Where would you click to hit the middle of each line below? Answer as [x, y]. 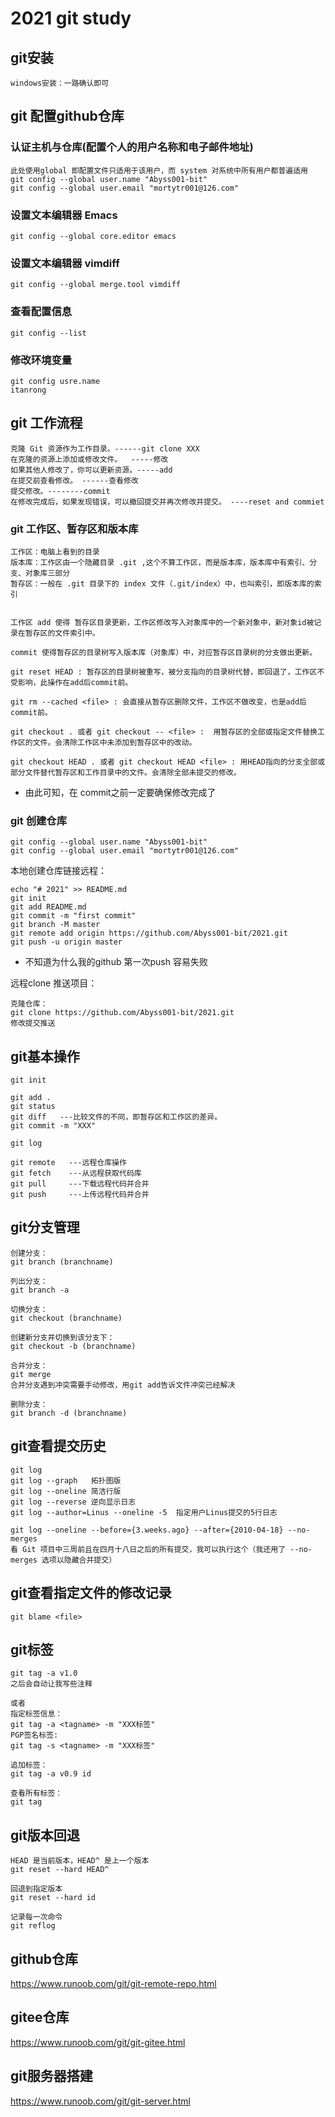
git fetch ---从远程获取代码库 [76, 1173]
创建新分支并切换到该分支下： [62, 1337]
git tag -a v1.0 [44, 1673]
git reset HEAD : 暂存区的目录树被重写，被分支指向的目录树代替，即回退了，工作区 [164, 672]
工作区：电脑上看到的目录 [55, 552]
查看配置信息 [41, 312]
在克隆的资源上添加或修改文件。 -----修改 [89, 459]
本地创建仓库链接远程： [58, 871]
